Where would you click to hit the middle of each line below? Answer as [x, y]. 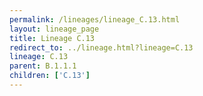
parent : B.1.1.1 [43, 66]
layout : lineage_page [54, 29]
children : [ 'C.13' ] [50, 76]
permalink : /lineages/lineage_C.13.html [95, 19]
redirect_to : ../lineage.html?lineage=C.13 [101, 47]
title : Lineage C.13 [52, 38]
